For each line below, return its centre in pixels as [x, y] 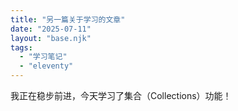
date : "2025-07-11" [51, 29]
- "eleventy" [46, 66]
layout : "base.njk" [51, 38]
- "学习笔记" [43, 57]
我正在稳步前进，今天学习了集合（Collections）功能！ [121, 95]
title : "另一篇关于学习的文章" [68, 19]
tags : [21, 47]
